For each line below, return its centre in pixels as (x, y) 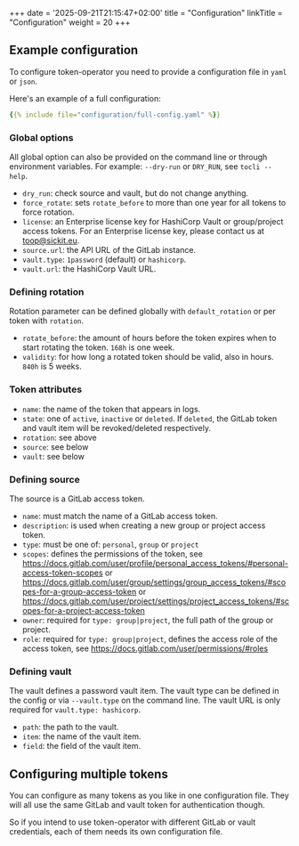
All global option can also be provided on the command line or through (138, 157)
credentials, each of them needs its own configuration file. (116, 831)
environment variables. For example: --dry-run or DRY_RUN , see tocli (135, 166)
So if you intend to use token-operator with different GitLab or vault (133, 822)
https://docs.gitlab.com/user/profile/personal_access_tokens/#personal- (155, 563)
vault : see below (53, 456)
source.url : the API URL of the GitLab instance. (109, 249)
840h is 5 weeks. (52, 366)
